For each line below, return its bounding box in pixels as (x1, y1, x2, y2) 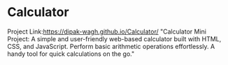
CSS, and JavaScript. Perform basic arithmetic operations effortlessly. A (7, 42, 215, 50)
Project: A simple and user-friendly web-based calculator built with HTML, (7, 34, 222, 43)
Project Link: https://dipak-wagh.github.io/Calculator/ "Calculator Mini (7, 27, 206, 36)
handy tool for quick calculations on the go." (7, 50, 135, 58)
